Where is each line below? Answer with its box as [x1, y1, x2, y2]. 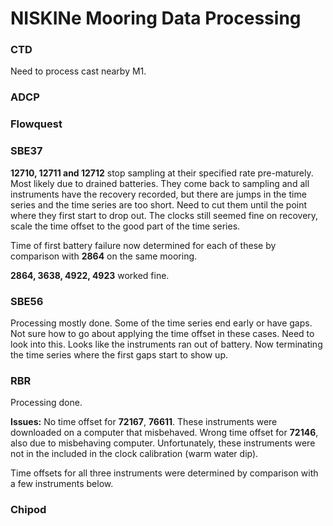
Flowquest [10, 117, 63, 131]
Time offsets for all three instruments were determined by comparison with [10, 467, 319, 479]
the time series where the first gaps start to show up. [10, 348, 228, 361]
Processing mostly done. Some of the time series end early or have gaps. [10, 317, 313, 329]
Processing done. [10, 397, 83, 409]
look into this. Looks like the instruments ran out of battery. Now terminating [10, 338, 323, 350]
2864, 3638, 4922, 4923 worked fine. [10, 269, 170, 281]
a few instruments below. [10, 478, 114, 490]
